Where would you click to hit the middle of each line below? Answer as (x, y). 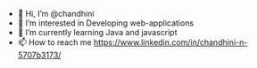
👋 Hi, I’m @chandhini (56, 14)
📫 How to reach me (54, 42)
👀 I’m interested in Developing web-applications (106, 23)
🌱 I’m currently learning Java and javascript (97, 32)
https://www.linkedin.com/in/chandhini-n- (170, 42)
